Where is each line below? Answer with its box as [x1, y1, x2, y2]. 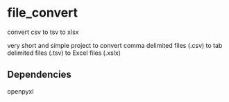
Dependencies [7, 69, 71, 80]
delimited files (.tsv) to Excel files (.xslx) [7, 49, 121, 57]
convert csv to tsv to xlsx [7, 28, 79, 36]
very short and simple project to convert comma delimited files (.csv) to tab [7, 41, 223, 49]
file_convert [7, 5, 78, 21]
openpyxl [7, 87, 34, 95]
